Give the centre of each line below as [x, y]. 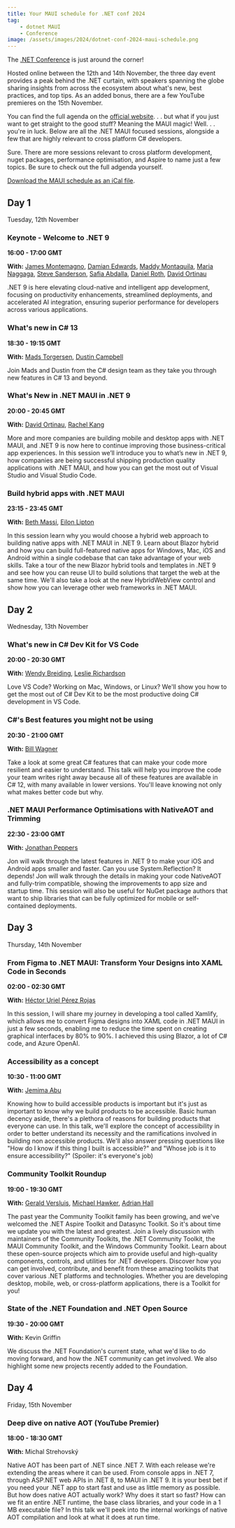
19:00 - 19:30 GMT [35, 1189]
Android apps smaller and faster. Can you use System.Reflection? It [104, 869]
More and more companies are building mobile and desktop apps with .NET [116, 438]
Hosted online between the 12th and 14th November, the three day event [111, 73]
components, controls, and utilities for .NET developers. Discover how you [114, 1261]
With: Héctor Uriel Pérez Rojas [51, 1000]
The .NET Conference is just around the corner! [76, 59]
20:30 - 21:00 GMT [36, 735]
